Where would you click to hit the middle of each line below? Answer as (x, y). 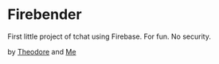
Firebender (45, 15)
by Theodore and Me (42, 51)
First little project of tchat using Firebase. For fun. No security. (109, 36)
